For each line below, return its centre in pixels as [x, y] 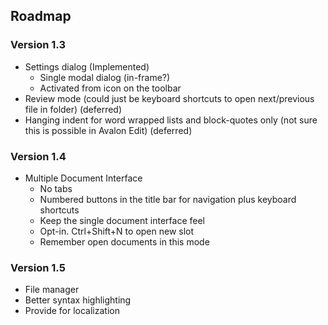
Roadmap [41, 16]
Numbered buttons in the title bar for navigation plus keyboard [168, 199]
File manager [52, 290]
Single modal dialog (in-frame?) [105, 77]
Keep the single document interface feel [122, 220]
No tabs [56, 188]
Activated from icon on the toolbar [110, 88]
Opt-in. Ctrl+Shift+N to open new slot [117, 231]
